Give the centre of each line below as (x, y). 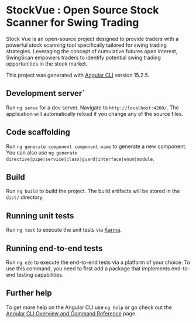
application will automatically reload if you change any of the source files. (94, 114)
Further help (29, 293)
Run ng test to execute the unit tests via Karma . (64, 230)
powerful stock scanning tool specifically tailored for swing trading (86, 45)
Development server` (46, 93)
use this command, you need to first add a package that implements (88, 269)
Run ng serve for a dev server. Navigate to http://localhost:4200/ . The (93, 107)
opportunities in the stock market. (47, 63)
